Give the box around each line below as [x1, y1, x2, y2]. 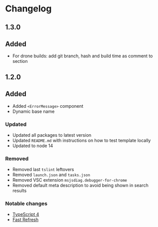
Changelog [5, 3, 52, 14]
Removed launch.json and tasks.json [12, 172, 91, 178]
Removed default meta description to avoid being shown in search [12, 183, 149, 189]
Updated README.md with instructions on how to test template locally [12, 137, 151, 143]
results [12, 188, 27, 194]
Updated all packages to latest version [12, 132, 92, 138]
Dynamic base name [12, 108, 55, 114]
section [12, 58, 28, 64]
